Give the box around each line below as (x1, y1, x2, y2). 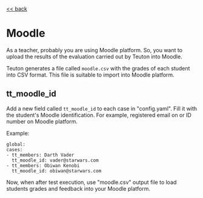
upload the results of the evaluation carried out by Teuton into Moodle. (6, 53, 183, 60)
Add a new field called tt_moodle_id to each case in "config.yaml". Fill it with (6, 104, 198, 112)
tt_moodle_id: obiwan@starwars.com (12, 168, 102, 174)
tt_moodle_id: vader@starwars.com (12, 157, 99, 163)
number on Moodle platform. (6, 118, 78, 125)
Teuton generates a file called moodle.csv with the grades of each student (6, 64, 190, 72)
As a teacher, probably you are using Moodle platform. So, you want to (6, 46, 183, 53)
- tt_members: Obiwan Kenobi (6, 162, 80, 169)
